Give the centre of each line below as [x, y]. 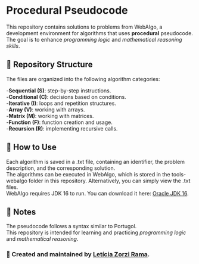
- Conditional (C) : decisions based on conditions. [66, 97]
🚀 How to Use [31, 147]
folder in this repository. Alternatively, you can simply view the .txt [110, 181]
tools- [179, 174]
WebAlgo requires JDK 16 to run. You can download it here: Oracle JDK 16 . [97, 193]
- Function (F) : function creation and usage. [60, 122]
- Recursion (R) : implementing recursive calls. [62, 128]
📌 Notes [21, 212]
